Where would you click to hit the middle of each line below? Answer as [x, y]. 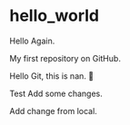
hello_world [55, 16]
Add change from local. [53, 111]
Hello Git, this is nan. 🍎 [51, 76]
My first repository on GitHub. [65, 58]
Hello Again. [32, 41]
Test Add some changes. [56, 93]
